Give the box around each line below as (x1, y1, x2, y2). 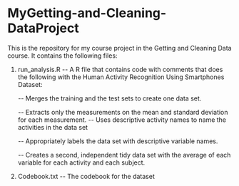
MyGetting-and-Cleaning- (7, 5, 167, 21)
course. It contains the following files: (7, 51, 118, 60)
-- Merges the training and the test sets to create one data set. (17, 94, 202, 103)
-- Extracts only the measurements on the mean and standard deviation (17, 108, 228, 116)
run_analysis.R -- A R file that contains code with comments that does (17, 65, 223, 73)
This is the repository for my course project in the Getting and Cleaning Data (7, 43, 232, 52)
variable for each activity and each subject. (17, 158, 146, 167)
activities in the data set (17, 123, 88, 131)
